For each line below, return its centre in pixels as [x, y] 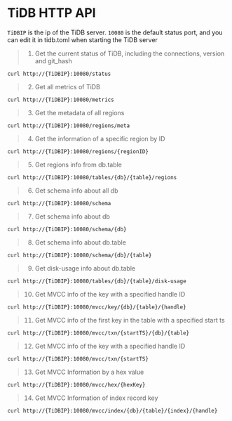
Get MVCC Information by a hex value [89, 372]
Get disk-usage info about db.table [85, 268]
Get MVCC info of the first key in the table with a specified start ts [130, 320]
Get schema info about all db [76, 190]
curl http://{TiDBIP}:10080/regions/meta [69, 125]
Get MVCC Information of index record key [96, 398]
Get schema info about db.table [80, 242]
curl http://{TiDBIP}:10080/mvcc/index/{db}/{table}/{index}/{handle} [112, 410]
